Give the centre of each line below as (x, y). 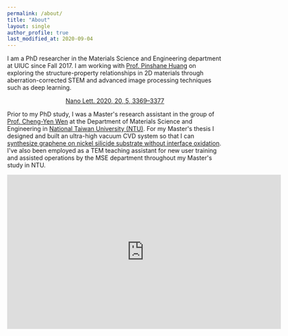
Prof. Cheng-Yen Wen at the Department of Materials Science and (100, 121)
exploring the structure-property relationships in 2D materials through (105, 73)
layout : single (29, 26)
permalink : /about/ (35, 13)
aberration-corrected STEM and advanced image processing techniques (109, 80)
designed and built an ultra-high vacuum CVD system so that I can (101, 136)
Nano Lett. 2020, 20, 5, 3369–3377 (115, 101)
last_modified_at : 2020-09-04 (50, 39)
